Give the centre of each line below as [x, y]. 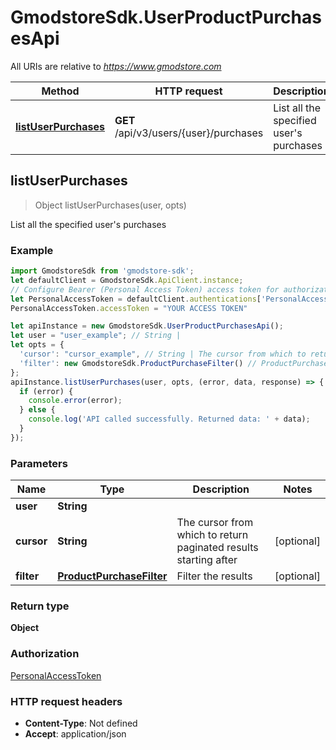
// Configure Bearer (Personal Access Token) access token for [145, 289]
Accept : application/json [75, 733]
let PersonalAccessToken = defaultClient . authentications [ [136, 299]
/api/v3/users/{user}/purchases [189, 133]
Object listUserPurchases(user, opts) [110, 205]
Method [60, 91]
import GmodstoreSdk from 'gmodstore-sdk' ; [102, 271]
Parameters [39, 463]
